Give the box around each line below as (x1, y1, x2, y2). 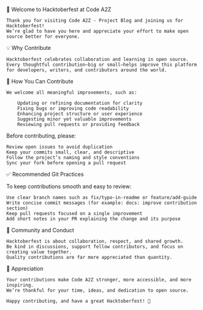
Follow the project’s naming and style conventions (6, 155, 140, 161)
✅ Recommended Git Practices (6, 171, 84, 178)
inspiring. (6, 282, 34, 288)
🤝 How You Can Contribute (6, 78, 74, 85)
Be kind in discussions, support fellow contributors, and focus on (6, 244, 184, 250)
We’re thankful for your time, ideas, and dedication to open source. (6, 287, 189, 294)
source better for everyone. (6, 33, 80, 40)
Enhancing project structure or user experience (17, 111, 143, 117)
